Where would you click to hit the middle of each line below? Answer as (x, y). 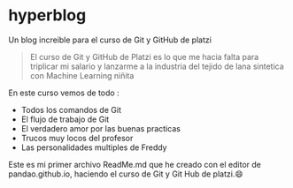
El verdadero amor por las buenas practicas (100, 128)
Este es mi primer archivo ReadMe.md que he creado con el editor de (135, 164)
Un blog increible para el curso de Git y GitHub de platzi (110, 40)
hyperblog (47, 15)
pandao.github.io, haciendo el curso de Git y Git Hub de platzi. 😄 (126, 174)
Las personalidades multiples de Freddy (94, 147)
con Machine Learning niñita (82, 75)
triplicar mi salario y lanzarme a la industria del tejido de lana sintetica (157, 66)
